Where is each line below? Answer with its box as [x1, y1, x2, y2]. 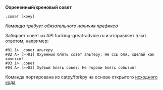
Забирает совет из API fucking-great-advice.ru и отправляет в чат [5, 33, 147, 38]
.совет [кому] [5, 14, 35, 19]
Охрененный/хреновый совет [5, 5, 72, 10]
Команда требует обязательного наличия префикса [5, 23, 118, 29]
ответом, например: [5, 38, 49, 44]
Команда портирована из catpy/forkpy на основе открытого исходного [5, 74, 158, 80]
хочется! [5, 56, 24, 61]
